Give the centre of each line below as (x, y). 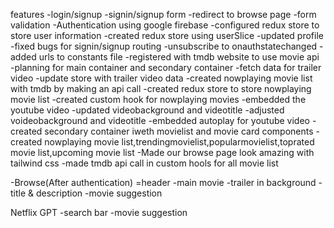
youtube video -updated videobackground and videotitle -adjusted (147, 110)
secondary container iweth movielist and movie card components (179, 131)
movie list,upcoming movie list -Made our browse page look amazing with (162, 152)
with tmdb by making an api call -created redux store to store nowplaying (161, 88)
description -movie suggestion (99, 193)
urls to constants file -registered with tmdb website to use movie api (179, 57)
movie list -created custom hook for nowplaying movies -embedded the (158, 99)
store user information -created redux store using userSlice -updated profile (167, 35)
